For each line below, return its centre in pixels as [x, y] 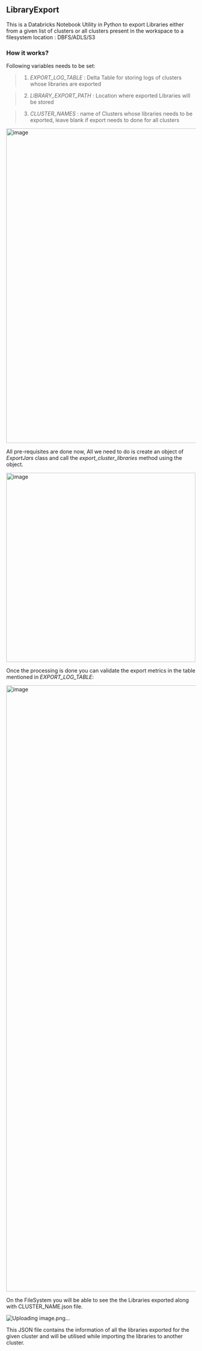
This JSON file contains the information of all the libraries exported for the [98, 1330]
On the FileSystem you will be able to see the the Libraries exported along [98, 1300]
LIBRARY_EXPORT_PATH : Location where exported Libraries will [110, 96]
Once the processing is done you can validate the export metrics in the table [101, 671]
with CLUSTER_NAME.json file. [44, 1306]
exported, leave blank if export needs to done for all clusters [105, 120]
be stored [42, 102]
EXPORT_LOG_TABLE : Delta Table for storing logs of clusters [106, 78]
